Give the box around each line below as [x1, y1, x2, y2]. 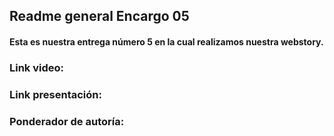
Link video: [9, 60, 65, 74]
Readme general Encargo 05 [9, 8, 190, 25]
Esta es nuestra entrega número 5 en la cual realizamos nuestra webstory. [9, 35, 324, 48]
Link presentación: [9, 87, 102, 101]
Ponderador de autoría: [9, 114, 125, 128]
